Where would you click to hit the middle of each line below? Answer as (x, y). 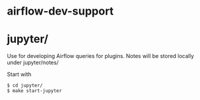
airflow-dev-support (60, 11)
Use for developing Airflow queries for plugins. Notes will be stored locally (101, 56)
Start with (19, 74)
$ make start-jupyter (35, 91)
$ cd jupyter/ (25, 86)
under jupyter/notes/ (33, 63)
